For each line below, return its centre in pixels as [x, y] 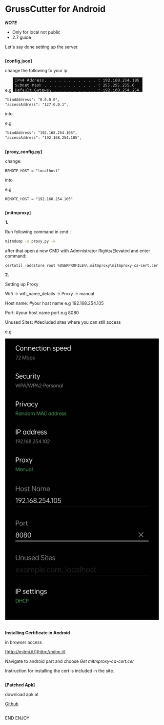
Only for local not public [36, 32]
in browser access [24, 642]
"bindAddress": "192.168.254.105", [41, 133]
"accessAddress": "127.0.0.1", [37, 105]
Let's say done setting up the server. [42, 47]
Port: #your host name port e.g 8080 [42, 312]
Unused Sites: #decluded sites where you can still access [63, 322]
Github [12, 704]
